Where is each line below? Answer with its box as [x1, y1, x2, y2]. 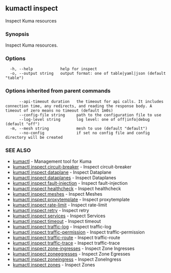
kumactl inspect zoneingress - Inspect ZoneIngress [12, 256, 121, 262]
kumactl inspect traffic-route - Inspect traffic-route [12, 235, 120, 240]
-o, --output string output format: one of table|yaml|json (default [10, 71, 166, 76]
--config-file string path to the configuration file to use [18, 112, 161, 117]
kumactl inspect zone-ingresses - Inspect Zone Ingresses [12, 245, 135, 251]
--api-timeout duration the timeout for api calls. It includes [18, 99, 164, 104]
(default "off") [5, 121, 40, 127]
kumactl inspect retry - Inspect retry [12, 207, 90, 213]
